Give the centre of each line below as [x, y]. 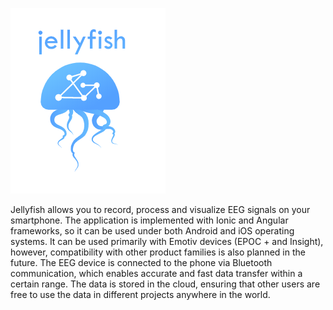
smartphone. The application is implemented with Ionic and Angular [149, 220]
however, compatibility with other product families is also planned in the [158, 252]
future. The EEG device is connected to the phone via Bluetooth [141, 262]
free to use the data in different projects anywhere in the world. [140, 294]
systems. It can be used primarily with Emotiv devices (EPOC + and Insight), [167, 241]
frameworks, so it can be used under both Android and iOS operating [152, 231]
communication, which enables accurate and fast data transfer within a [156, 273]
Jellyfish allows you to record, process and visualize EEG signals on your [160, 209]
